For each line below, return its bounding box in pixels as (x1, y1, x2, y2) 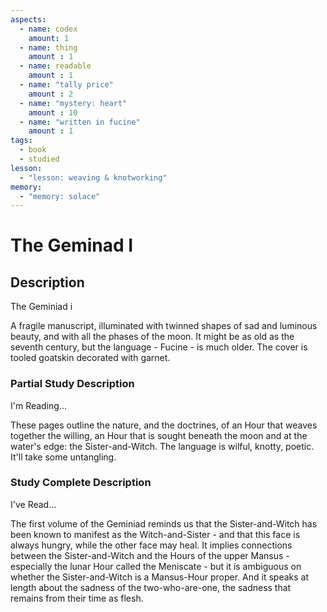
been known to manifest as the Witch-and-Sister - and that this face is (10, 528, 301, 540)
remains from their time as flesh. (10, 592, 144, 604)
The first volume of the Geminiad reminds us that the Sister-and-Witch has (10, 517, 318, 530)
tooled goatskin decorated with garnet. (10, 352, 171, 364)
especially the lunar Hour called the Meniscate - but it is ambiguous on (10, 560, 302, 572)
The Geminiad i (10, 301, 73, 313)
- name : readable (19, 61, 92, 71)
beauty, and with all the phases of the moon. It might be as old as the (10, 331, 295, 343)
